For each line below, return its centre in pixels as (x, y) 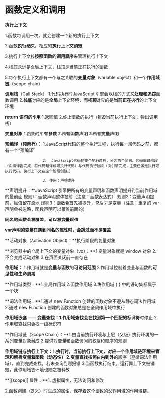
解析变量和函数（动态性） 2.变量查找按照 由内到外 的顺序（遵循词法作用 (85, 357)
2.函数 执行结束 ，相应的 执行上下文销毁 (44, 45)
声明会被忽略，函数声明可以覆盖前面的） (46, 209)
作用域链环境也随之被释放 (44, 369)
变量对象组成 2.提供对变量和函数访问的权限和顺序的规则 (70, 340)
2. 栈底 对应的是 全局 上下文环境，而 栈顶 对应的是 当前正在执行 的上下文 (88, 100)
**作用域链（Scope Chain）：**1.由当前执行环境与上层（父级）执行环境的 (80, 334)
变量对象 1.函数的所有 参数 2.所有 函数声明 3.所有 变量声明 (62, 133)
